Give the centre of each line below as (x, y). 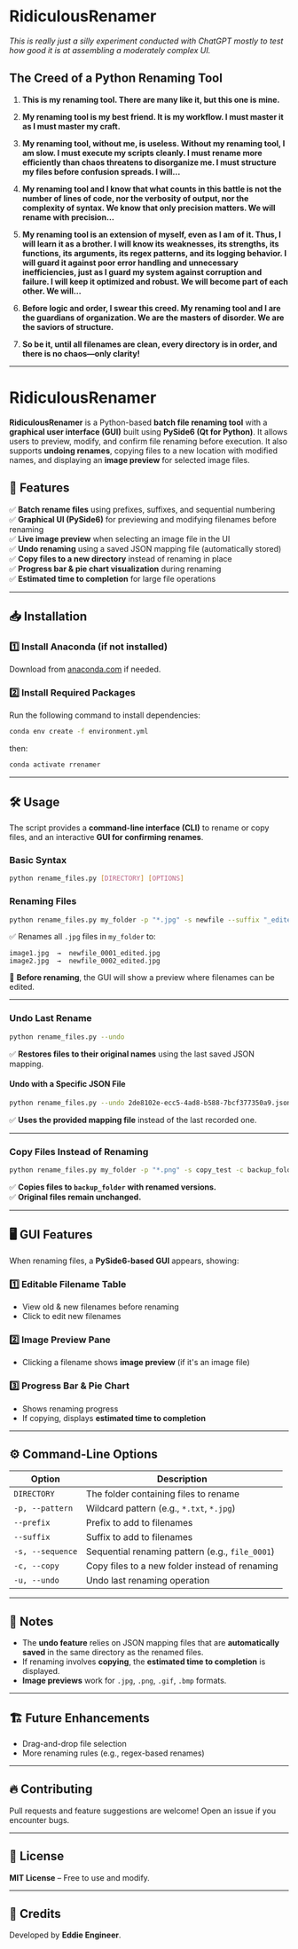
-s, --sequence (46, 1552)
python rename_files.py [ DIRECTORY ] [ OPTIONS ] (97, 879)
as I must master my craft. (71, 126)
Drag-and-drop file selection (74, 1743)
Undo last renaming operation (148, 1581)
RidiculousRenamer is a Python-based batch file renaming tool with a (138, 422)
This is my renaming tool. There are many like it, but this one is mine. (151, 99)
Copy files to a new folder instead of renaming (182, 1566)
